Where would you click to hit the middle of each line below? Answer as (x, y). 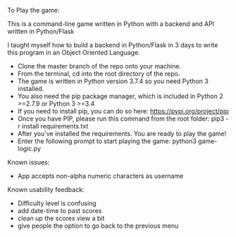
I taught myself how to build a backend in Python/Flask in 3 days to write (113, 45)
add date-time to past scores (60, 211)
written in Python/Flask (41, 31)
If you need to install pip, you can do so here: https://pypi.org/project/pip (123, 111)
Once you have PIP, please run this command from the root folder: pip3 (121, 119)
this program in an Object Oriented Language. (74, 53)
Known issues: (29, 162)
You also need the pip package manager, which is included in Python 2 (120, 96)
